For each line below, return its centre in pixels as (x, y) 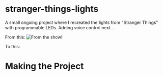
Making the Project (45, 66)
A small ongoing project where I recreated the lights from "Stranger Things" (82, 22)
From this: (15, 37)
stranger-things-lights (52, 9)
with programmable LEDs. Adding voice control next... (60, 27)
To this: (13, 46)
